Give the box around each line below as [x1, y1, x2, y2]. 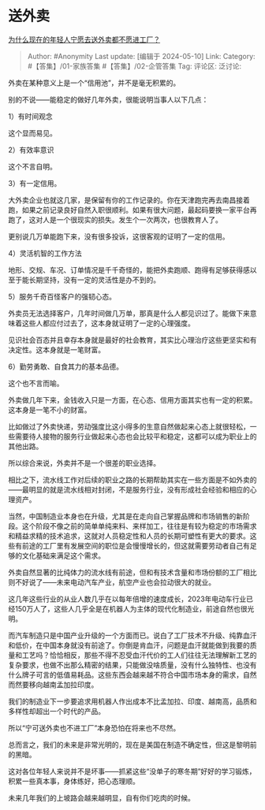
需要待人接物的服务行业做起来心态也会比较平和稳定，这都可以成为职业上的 [14, 431, 257, 441]
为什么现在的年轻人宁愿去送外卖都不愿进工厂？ [8, 35, 160, 44]
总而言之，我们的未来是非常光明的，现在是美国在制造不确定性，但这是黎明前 [8, 740, 257, 749]
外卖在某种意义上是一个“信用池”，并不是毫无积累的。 [8, 78, 181, 87]
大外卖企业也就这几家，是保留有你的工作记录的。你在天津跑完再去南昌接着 [8, 195, 250, 205]
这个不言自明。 [8, 162, 57, 171]
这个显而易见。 [8, 128, 57, 138]
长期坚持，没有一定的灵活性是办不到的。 [28, 275, 160, 284]
